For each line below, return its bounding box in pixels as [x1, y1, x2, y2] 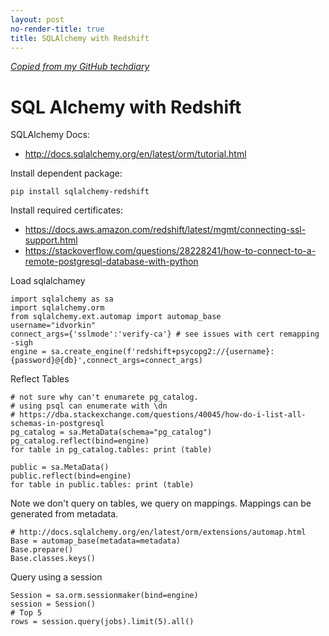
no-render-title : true [10, 24, 105, 34]
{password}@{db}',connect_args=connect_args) [10, 356, 203, 366]
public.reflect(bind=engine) [10, 471, 132, 481]
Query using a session [10, 571, 103, 583]
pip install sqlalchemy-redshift [10, 187, 150, 197]
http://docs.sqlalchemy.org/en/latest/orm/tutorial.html [24, 148, 247, 160]
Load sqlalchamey [10, 275, 86, 287]
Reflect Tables [10, 373, 70, 385]
